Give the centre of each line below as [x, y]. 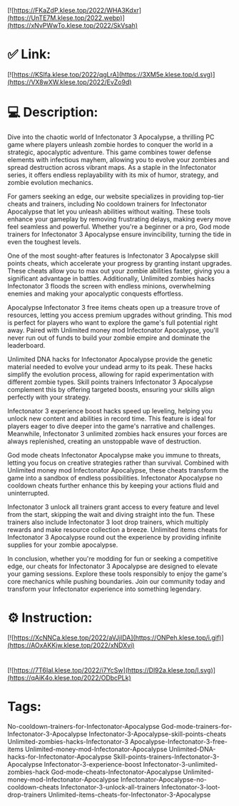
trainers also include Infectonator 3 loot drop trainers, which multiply [108, 522]
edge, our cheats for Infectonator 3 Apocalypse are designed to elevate [113, 566]
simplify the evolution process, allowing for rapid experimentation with [111, 374]
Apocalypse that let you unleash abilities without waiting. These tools [109, 211]
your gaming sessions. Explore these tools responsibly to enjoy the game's [117, 573]
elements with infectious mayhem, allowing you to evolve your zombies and [118, 159]
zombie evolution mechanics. [51, 182]
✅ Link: [29, 55]
